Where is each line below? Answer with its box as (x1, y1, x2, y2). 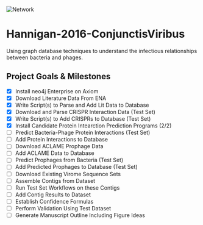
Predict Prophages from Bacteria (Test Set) (15, 156, 124, 164)
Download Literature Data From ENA (15, 95, 107, 102)
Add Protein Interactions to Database (15, 136, 109, 143)
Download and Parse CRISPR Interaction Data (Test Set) (15, 108, 155, 115)
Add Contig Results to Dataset (15, 191, 91, 198)
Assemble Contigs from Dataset (15, 177, 96, 184)
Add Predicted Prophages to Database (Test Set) (15, 163, 138, 171)
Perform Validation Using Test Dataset (15, 204, 112, 212)
